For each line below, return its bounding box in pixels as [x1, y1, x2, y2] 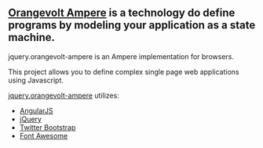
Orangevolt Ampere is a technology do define [8, 6, 236, 20]
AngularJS [19, 105, 53, 115]
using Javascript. [8, 75, 64, 85]
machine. [8, 31, 56, 44]
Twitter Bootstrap [19, 122, 76, 132]
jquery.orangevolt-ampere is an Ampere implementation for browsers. [8, 51, 234, 61]
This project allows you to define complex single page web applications [8, 67, 239, 76]
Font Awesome [19, 131, 68, 140]
